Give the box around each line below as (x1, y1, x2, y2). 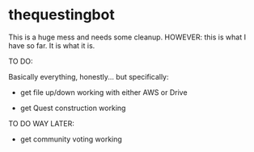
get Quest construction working (19, 103, 126, 113)
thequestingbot (8, 6, 115, 24)
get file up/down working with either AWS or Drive (19, 87, 188, 97)
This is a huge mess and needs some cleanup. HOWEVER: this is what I (8, 32, 247, 42)
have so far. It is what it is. (8, 40, 95, 50)
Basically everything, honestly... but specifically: (8, 72, 169, 81)
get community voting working (19, 134, 123, 144)
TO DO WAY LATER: (8, 118, 74, 128)
